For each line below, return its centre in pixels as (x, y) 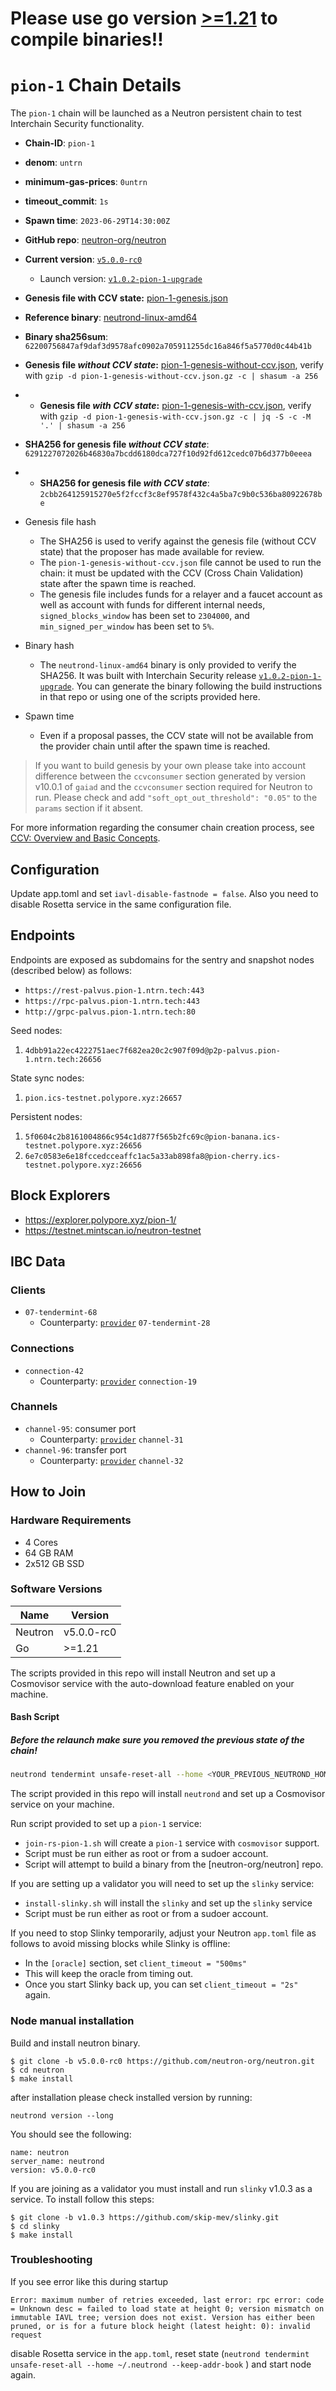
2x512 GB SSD (54, 1563)
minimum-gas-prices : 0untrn (86, 182)
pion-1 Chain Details (96, 85)
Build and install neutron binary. (75, 2043)
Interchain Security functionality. (77, 124)
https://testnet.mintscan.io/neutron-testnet (113, 1230)
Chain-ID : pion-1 (60, 143)
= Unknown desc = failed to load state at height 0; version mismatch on (167, 2308)
